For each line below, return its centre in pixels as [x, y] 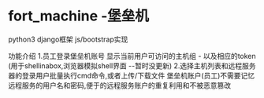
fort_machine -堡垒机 [79, 16]
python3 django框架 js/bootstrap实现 [68, 39]
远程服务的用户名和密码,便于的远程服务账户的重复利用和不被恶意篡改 [120, 85]
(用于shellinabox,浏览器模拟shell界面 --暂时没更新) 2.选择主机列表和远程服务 [132, 65]
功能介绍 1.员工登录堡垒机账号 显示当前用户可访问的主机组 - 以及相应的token [132, 56]
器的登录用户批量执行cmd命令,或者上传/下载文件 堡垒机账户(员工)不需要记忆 [132, 75]
